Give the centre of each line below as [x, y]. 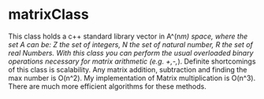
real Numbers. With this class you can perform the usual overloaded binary [131, 53]
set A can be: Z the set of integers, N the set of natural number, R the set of [131, 44]
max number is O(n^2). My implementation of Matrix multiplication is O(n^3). [132, 78]
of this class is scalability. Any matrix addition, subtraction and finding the [128, 69]
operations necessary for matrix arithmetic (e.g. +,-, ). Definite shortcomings [132, 61]
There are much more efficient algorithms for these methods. [107, 86]
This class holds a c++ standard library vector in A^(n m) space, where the [128, 36]
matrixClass [48, 15]
